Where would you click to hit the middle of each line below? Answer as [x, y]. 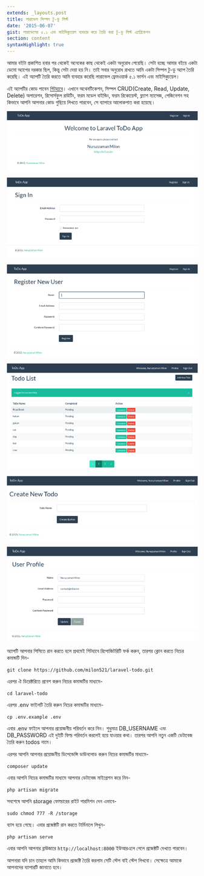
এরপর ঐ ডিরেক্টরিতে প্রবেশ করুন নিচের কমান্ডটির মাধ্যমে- [55, 681]
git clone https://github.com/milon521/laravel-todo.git [80, 670]
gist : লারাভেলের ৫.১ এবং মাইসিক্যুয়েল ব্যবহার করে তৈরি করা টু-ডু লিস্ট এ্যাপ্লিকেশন [79, 32]
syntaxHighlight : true [35, 45]
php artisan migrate [33, 790]
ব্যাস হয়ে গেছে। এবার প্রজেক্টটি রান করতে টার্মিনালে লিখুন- [56, 825]
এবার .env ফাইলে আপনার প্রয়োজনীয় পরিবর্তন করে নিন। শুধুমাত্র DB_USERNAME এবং [87, 728]
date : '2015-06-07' [31, 25]
